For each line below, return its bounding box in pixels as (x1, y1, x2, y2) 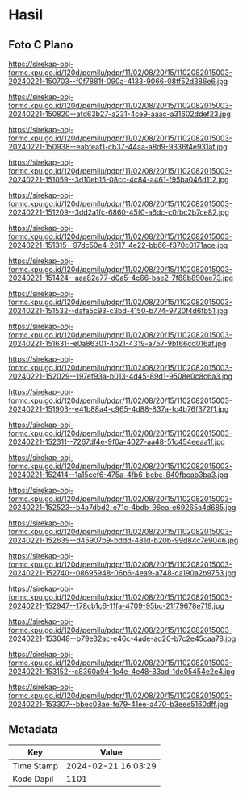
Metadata (8, 722, 58, 736)
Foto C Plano (8, 38, 73, 52)
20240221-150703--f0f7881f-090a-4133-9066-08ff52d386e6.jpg (8, 77, 228, 86)
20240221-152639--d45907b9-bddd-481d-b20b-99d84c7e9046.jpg (8, 535, 239, 545)
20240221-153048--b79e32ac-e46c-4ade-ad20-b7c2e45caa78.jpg (8, 634, 237, 643)
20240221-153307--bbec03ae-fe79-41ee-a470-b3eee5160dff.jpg (8, 700, 228, 709)
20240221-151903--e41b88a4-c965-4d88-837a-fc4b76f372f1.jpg (8, 404, 229, 413)
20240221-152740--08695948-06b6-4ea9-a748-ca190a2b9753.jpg (8, 568, 237, 578)
